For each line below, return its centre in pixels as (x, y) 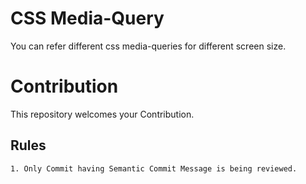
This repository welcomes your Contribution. (102, 114)
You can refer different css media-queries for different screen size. (148, 46)
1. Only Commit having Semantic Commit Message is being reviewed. (154, 168)
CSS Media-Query (87, 18)
